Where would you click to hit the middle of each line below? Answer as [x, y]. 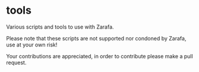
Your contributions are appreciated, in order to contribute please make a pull [99, 56]
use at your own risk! [32, 45]
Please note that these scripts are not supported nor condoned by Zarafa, [96, 38]
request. [16, 62]
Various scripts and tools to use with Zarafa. [60, 27]
